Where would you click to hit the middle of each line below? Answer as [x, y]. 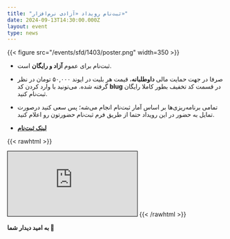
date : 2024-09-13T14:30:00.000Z [54, 20]
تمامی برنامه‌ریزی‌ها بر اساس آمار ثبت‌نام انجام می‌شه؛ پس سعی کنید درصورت [117, 107]
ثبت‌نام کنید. [32, 94]
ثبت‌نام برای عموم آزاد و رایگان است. [64, 66]
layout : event [28, 26]
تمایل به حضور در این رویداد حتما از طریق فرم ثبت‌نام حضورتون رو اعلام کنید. [116, 115]
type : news [23, 33]
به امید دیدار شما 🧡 [31, 228]
